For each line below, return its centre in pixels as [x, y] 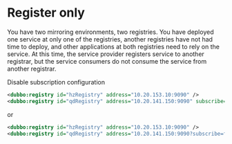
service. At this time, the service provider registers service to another [106, 54]
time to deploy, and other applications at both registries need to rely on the [113, 46]
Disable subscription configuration [56, 82]
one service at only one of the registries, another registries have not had [110, 39]
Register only [46, 13]
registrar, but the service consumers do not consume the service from [107, 61]
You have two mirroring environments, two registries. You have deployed [110, 32]
